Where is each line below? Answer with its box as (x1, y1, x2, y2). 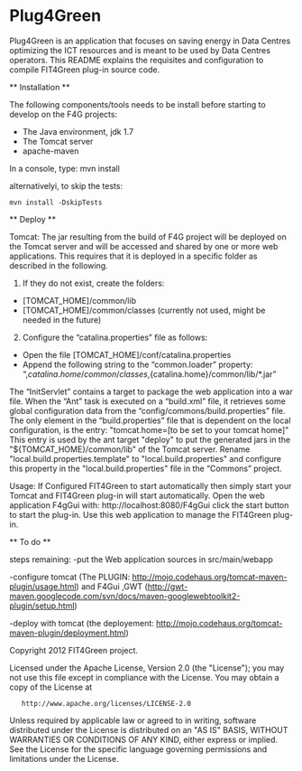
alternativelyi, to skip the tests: (9, 180, 124, 191)
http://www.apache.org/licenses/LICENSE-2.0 (21, 699, 192, 708)
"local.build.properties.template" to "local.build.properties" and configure (9, 453, 282, 464)
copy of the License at (9, 682, 93, 692)
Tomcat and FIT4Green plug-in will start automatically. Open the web (9, 490, 265, 501)
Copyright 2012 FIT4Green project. (9, 644, 138, 655)
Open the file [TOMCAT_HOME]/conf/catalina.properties (22, 349, 232, 360)
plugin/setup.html (9, 600, 75, 611)
